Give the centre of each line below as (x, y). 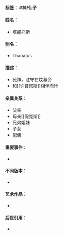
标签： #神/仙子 (21, 7)
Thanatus (22, 56)
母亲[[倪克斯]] (27, 117)
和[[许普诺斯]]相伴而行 (35, 86)
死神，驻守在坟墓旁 (32, 80)
